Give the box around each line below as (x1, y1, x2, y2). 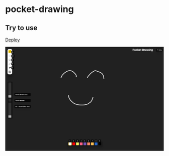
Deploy (5, 37, 20, 43)
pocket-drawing (5, 4, 74, 15)
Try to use (5, 24, 38, 32)
